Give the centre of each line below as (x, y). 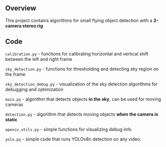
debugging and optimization (34, 89)
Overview (21, 8)
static (11, 119)
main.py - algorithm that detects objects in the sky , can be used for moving (83, 99)
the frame (15, 74)
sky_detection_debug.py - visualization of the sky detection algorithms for (81, 84)
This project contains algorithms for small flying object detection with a (79, 20)
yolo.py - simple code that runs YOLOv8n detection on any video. (73, 139)
